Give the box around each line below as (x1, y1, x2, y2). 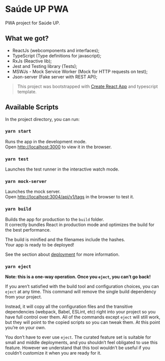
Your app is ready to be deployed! (5, 241, 74, 247)
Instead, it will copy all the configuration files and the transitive (5, 303, 133, 309)
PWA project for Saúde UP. (5, 20, 60, 26)
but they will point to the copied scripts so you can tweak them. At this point (5, 319, 160, 325)
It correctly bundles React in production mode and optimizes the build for (5, 222, 155, 228)
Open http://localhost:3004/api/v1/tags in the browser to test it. (5, 194, 134, 200)
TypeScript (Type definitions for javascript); (12, 53, 102, 59)
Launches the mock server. (5, 188, 61, 194)
